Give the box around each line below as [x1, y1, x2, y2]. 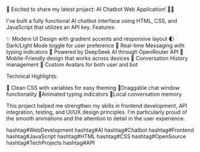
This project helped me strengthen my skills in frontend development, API [6, 102, 187, 109]
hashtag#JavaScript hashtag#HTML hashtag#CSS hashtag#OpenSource [6, 133, 186, 140]
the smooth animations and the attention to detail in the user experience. [6, 115, 186, 122]
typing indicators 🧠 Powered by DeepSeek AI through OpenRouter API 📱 [6, 48, 184, 55]
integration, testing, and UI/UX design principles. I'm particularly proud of [6, 108, 187, 115]
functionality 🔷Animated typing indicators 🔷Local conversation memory [6, 90, 182, 98]
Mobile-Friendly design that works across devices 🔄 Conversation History [6, 54, 188, 62]
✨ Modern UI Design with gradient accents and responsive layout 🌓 [6, 35, 175, 42]
